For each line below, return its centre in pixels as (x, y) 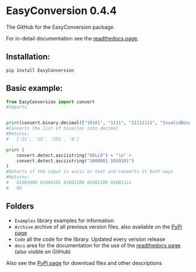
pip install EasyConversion (40, 70)
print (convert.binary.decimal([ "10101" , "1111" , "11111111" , (82, 123)
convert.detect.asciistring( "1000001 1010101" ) (75, 161)
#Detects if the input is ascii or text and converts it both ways (90, 172)
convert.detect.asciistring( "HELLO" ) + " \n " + (74, 155)
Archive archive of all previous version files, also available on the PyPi (98, 226)
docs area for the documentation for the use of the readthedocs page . (98, 245)
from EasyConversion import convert (50, 102)
